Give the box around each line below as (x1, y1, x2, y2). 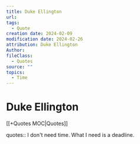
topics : (6, 69, 25, 75)
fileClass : (6, 53, 33, 59)
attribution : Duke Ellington (6, 42, 78, 48)
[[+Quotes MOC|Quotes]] (6, 120, 68, 127)
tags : (6, 20, 19, 25)
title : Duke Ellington (6, 8, 62, 15)
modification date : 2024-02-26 (6, 36, 83, 42)
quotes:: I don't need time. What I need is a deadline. (6, 132, 135, 139)
